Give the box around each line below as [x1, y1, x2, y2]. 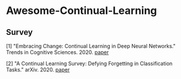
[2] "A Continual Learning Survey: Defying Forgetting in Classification [6, 60, 173, 67]
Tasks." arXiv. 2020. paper [6, 66, 70, 73]
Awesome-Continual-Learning [6, 4, 158, 17]
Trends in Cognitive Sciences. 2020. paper [6, 49, 109, 56]
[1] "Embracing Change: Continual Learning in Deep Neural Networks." [6, 42, 176, 49]
